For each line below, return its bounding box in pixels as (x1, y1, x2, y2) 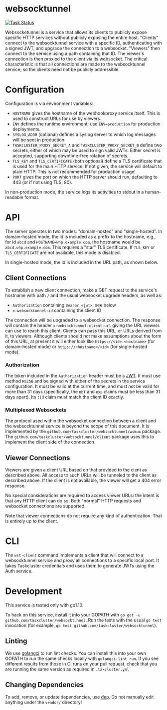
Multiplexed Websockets (5, 406, 67, 413)
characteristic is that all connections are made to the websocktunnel (5, 61, 146, 67)
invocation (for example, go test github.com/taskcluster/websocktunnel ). (5, 622, 158, 628)
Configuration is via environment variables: (5, 100, 94, 106)
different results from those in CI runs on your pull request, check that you (5, 660, 158, 666)
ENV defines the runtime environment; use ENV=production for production (12, 120, 161, 126)
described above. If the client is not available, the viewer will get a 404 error (5, 477, 162, 483)
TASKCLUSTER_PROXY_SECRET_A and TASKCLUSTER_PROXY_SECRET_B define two (12, 142, 162, 148)
